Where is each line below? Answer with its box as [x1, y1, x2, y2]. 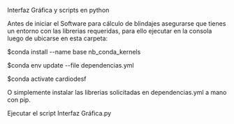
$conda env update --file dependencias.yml [7, 61, 134, 69]
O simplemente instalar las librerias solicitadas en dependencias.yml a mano [7, 88, 227, 96]
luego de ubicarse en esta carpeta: [7, 34, 108, 42]
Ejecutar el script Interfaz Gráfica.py [7, 109, 112, 117]
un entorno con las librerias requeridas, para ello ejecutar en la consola [7, 27, 212, 35]
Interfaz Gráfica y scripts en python [7, 6, 110, 14]
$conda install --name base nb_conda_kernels [7, 48, 141, 56]
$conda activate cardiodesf [7, 75, 87, 83]
